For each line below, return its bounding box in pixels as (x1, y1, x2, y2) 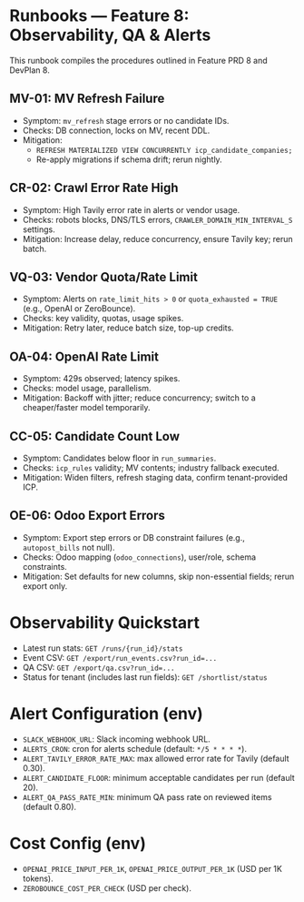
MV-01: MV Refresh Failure (9, 91, 165, 106)
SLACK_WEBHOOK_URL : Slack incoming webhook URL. (22, 734, 211, 745)
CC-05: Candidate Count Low (9, 429, 180, 444)
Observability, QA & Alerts (9, 25, 211, 46)
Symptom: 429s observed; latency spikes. (22, 373, 181, 384)
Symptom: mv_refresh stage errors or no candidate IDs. (22, 115, 230, 126)
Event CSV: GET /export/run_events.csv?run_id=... (22, 652, 218, 663)
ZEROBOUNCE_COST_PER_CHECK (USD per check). (22, 882, 192, 893)
